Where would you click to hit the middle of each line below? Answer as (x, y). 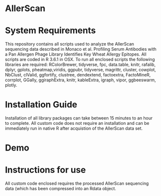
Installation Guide (41, 105)
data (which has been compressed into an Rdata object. (61, 189)
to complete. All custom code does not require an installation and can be (77, 123)
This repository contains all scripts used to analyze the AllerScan (70, 44)
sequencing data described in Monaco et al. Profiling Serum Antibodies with (81, 49)
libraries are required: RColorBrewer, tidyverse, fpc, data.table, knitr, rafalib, (80, 65)
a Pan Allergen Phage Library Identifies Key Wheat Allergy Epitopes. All (76, 54)
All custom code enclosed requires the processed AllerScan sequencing (77, 183)
